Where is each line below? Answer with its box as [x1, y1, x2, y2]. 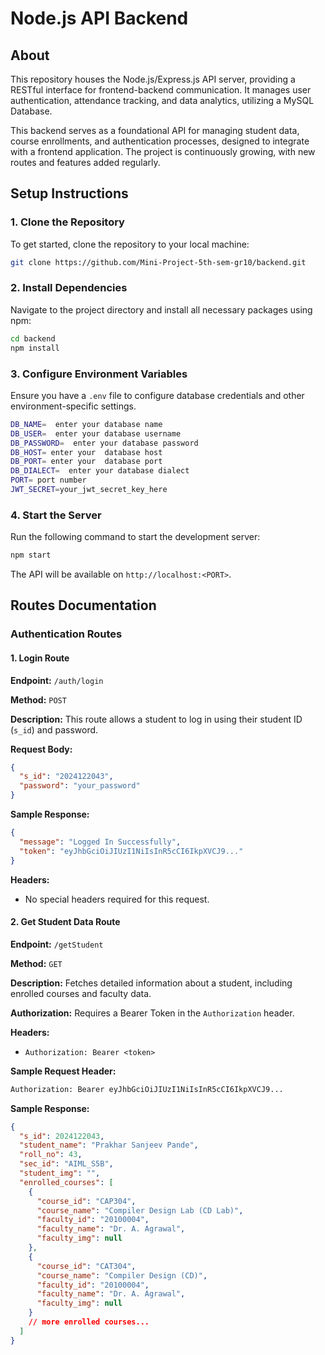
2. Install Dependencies [10, 281, 128, 295]
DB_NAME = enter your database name [10, 419, 163, 429]
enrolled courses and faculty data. [10, 987, 152, 999]
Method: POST [10, 693, 67, 706]
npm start [10, 550, 52, 561]
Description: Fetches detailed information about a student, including [10, 977, 293, 989]
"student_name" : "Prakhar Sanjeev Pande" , [19, 1140, 199, 1151]
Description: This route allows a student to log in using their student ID [10, 713, 303, 725]
